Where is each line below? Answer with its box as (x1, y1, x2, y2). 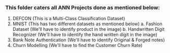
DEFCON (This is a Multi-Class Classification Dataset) (12, 16, 125, 22)
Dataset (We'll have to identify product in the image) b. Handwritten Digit (12, 26, 165, 32)
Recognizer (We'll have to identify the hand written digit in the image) (12, 32, 157, 38)
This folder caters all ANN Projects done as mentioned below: (5, 4, 160, 11)
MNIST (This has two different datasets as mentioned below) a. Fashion (12, 21, 162, 27)
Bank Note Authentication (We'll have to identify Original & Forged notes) (12, 37, 165, 43)
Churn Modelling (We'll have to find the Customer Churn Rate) (12, 42, 143, 48)
